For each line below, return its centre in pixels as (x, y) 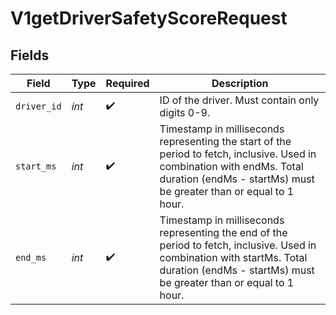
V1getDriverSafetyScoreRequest (149, 18)
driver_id (38, 106)
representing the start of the (225, 141)
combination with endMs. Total (231, 166)
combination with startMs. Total (233, 257)
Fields (30, 55)
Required (127, 83)
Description (240, 83)
